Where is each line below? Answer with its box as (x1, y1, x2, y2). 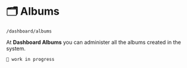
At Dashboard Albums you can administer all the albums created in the (6, 38, 181, 46)
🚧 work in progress (6, 56, 55, 62)
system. (6, 45, 26, 52)
